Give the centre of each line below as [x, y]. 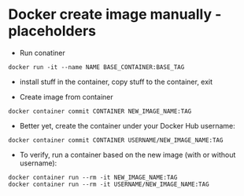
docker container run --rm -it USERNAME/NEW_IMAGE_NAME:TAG [109, 184]
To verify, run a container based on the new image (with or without [128, 154]
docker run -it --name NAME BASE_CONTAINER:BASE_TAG [96, 67]
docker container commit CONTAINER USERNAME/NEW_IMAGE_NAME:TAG [116, 140]
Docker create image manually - [115, 15]
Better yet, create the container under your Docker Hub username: [128, 125]
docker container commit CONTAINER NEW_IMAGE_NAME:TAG [100, 111]
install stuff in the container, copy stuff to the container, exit [116, 82]
